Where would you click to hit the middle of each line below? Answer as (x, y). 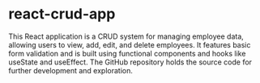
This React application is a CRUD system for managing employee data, (126, 36)
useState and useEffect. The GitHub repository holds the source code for (130, 62)
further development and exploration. (71, 70)
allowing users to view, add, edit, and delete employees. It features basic (130, 44)
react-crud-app (62, 14)
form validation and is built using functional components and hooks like (127, 53)
